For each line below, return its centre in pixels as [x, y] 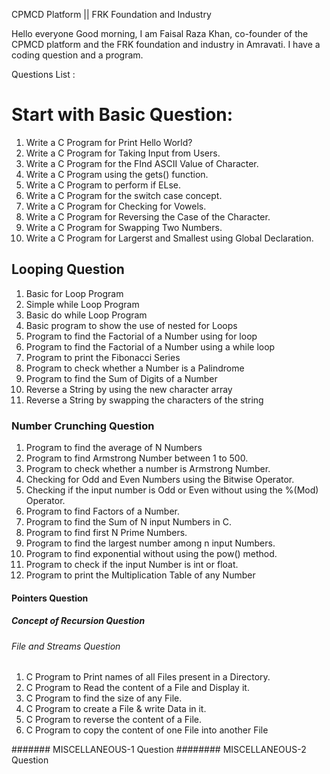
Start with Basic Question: [122, 115]
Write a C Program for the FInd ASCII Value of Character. [142, 163]
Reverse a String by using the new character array [129, 389]
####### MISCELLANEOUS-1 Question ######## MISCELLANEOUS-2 [159, 750]
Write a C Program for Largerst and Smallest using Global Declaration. [169, 238]
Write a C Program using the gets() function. [117, 174]
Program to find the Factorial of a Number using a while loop [150, 346]
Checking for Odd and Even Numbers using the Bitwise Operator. [160, 480]
